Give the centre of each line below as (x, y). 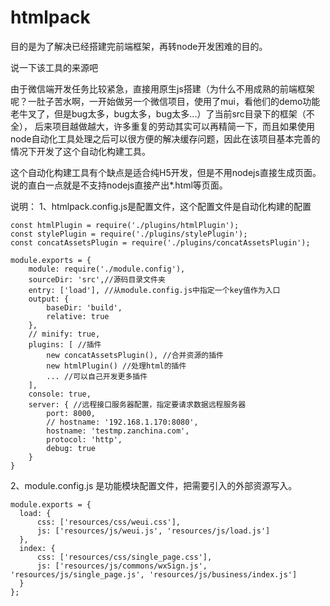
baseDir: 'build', (84, 307)
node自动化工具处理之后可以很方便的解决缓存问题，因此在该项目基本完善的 (165, 138)
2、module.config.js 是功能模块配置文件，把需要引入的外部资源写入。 (154, 485)
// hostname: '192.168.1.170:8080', (122, 422)
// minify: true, (64, 334)
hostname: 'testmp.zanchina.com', (118, 431)
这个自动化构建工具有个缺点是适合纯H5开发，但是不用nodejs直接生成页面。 (166, 172)
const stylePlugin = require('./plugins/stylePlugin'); (129, 234)
